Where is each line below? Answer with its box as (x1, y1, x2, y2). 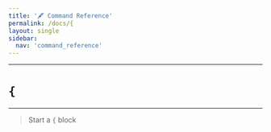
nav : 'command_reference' (15, 42, 103, 50)
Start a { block (27, 115, 77, 125)
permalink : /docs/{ (8, 19, 74, 27)
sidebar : (8, 34, 38, 43)
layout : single (8, 27, 60, 35)
